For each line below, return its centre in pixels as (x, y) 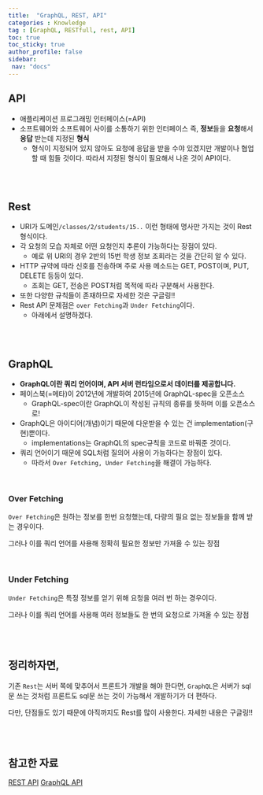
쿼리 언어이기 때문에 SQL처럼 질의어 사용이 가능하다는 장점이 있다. (121, 453)
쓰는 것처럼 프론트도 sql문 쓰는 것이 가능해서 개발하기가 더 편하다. (117, 695)
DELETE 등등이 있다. (52, 275)
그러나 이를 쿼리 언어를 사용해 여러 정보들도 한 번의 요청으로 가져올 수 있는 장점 (129, 614)
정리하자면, (34, 666)
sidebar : (22, 60)
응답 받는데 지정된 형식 (54, 138)
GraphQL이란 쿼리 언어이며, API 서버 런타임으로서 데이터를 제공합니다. (128, 384)
